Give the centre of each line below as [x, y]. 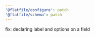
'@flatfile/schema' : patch [34, 15]
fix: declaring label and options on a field [47, 29]
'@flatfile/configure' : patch [37, 10]
